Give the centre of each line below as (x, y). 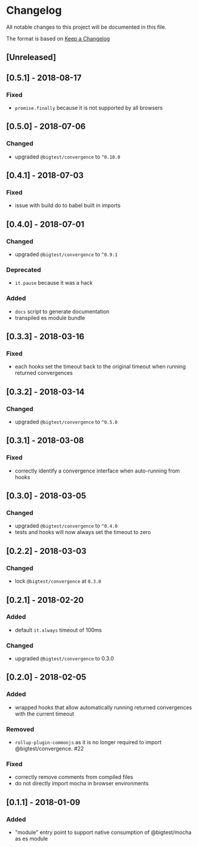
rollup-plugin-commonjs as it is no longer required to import (88, 742)
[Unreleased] (31, 57)
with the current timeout (44, 714)
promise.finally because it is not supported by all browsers (89, 108)
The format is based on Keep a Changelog (58, 38)
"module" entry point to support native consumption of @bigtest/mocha (103, 833)
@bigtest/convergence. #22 (49, 749)
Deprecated (24, 270)
